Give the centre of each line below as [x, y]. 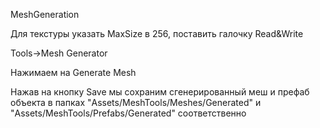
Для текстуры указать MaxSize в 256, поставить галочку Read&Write [157, 33]
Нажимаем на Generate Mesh [73, 72]
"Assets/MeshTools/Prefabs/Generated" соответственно [128, 113]
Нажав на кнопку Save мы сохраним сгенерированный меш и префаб [160, 92]
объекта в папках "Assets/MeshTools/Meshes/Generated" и [136, 102]
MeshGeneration [45, 14]
